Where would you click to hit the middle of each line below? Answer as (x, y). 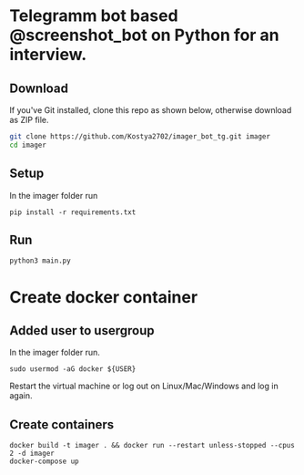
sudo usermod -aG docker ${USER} (73, 369)
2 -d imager (32, 454)
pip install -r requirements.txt (73, 212)
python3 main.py (40, 261)
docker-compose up (44, 461)
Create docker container (104, 297)
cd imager (28, 145)
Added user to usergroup (82, 330)
